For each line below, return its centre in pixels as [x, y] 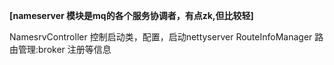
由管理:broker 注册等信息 [60, 49]
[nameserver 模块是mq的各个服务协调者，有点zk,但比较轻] [131, 15]
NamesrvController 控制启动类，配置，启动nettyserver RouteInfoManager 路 [166, 37]
